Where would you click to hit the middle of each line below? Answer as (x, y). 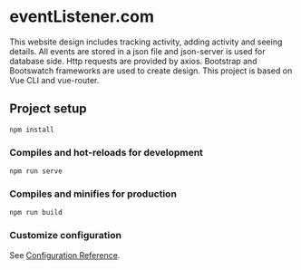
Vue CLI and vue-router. (54, 80)
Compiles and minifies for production (93, 194)
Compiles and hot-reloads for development (107, 152)
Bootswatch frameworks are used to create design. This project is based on (151, 71)
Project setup (49, 109)
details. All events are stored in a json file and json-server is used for (137, 51)
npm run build (36, 213)
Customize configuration (66, 236)
